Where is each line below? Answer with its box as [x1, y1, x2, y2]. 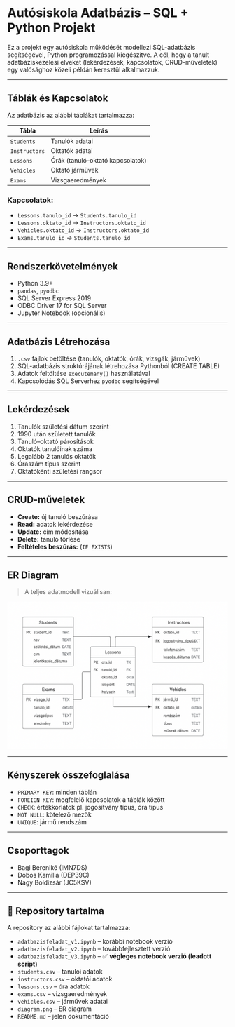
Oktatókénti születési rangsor [17, 466, 103, 475]
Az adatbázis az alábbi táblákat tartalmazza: [7, 111, 135, 119]
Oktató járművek [50, 166, 99, 175]
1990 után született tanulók [17, 429, 96, 438]
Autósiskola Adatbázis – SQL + [7, 5, 189, 21]
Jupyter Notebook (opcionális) [17, 309, 106, 317]
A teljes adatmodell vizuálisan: [24, 588, 112, 596]
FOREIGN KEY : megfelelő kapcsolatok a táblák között [17, 795, 165, 804]
